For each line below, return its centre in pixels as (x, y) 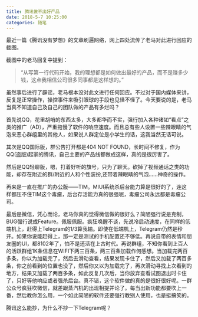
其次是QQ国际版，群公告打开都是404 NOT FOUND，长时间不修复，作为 (93, 147)
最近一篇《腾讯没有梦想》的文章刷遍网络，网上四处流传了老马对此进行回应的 (99, 40)
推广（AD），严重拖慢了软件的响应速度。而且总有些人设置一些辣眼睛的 (101, 127)
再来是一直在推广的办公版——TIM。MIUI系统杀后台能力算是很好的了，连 (94, 187)
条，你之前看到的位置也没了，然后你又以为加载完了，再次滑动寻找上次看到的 (99, 266)
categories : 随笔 (27, 22)
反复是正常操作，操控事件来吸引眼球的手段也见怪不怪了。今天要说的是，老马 (99, 100)
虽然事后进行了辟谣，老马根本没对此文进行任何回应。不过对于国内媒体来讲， (99, 93)
